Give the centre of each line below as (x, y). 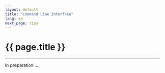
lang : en (14, 18)
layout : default (22, 9)
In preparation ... (22, 65)
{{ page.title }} (35, 47)
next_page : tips (22, 23)
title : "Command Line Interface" (39, 14)
